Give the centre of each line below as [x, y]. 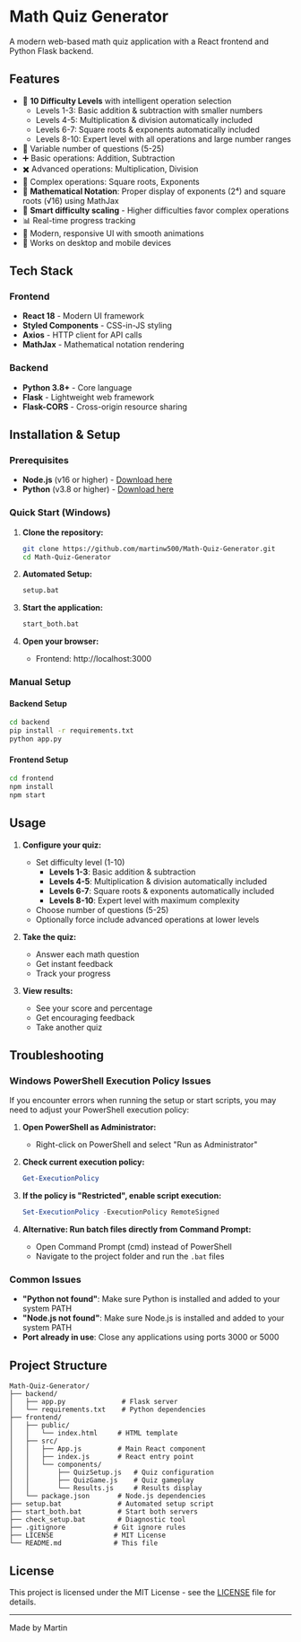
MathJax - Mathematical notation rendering [103, 345]
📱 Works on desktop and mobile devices [97, 242]
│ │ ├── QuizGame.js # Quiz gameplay [102, 1480]
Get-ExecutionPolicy [60, 1179]
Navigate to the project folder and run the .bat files [130, 1256]
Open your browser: [60, 641]
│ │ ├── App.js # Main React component [107, 1449]
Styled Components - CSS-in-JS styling [97, 326]
